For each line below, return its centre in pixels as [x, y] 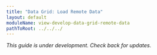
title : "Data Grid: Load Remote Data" [55, 12]
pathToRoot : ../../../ [34, 28]
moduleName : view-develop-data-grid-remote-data [68, 23]
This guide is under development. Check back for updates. [79, 45]
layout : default [26, 17]
